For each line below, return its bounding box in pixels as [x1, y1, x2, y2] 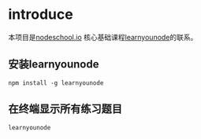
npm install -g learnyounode [8, 79, 104, 87]
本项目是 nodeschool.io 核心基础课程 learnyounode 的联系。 [8, 32, 198, 42]
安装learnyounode [8, 57, 99, 71]
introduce [8, 5, 73, 24]
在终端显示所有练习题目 [8, 102, 122, 115]
